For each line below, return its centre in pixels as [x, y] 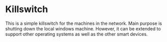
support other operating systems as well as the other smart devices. [77, 34]
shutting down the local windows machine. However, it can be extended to [83, 28]
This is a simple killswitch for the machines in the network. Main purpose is [84, 23]
